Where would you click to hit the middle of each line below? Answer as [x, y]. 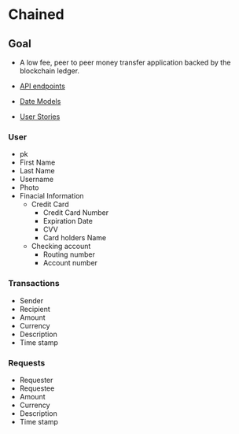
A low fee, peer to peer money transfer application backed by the [125, 62]
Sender [31, 300]
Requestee [37, 388]
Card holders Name [75, 238]
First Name [37, 162]
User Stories [40, 117]
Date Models [40, 101]
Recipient [35, 309]
